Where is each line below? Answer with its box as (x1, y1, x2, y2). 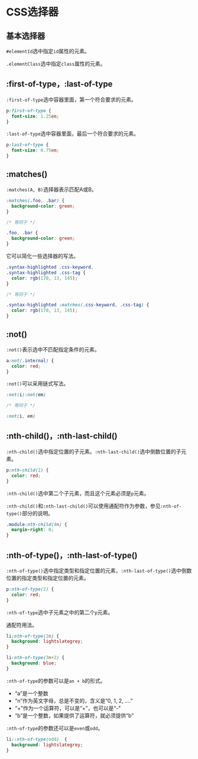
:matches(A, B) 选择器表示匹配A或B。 (6, 186, 98, 193)
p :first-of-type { (6, 108, 51, 114)
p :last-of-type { (6, 142, 49, 148)
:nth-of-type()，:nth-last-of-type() (6, 550, 138, 560)
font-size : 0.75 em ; (11, 147, 60, 154)
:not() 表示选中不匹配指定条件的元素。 (6, 345, 100, 353)
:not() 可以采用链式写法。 (6, 380, 69, 387)
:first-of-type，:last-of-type (6, 79, 113, 89)
